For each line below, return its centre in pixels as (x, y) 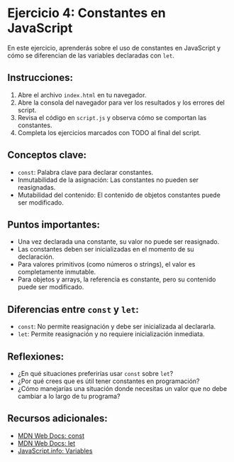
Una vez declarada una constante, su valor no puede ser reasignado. (118, 242)
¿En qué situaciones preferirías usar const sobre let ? (95, 374)
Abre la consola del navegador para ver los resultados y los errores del (121, 102)
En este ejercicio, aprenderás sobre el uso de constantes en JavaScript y (114, 48)
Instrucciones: (40, 78)
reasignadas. (37, 187)
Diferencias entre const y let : (73, 310)
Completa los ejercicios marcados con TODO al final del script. (109, 132)
